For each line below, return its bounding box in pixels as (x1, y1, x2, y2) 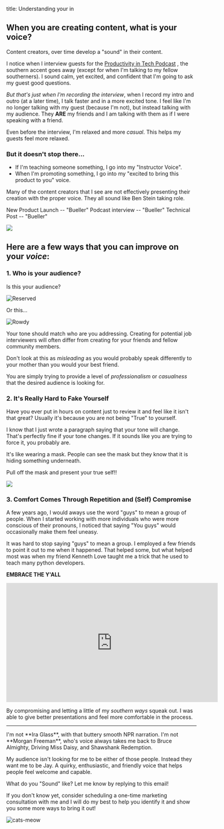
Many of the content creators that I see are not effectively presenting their (6, 188, 191, 195)
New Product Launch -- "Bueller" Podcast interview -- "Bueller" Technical (6, 206, 190, 214)
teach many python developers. (6, 559, 86, 566)
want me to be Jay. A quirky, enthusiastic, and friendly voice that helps (6, 762, 182, 769)
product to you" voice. (14, 177, 71, 184)
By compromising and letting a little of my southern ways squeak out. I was (6, 707, 193, 715)
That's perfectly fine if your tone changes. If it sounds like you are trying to (6, 433, 193, 440)
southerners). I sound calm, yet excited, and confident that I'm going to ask (6, 73, 193, 80)
